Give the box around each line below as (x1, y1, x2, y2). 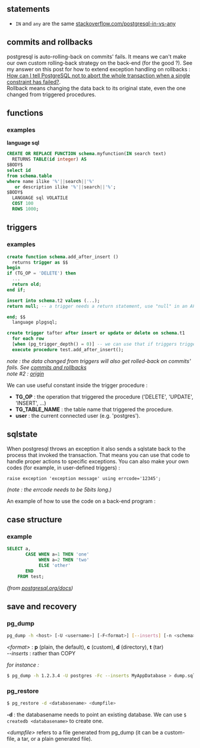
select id (7, 167, 31, 173)
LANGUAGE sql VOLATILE (12, 195, 68, 201)
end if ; (7, 287, 26, 293)
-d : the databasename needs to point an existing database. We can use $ (7, 711, 187, 718)
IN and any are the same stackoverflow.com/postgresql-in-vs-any (15, 20, 176, 27)
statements (7, 4, 50, 14)
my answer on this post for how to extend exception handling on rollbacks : (7, 65, 191, 72)
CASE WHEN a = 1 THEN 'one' (25, 551, 90, 557)
